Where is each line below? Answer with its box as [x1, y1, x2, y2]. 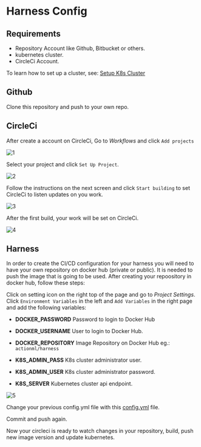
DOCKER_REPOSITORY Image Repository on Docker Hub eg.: [15, 339, 170, 347]
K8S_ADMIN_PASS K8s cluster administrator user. [15, 356, 142, 364]
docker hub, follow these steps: [6, 279, 85, 287]
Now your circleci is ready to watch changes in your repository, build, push [6, 428, 194, 435]
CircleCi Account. [15, 58, 60, 65]
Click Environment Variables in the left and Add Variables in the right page [6, 297, 192, 305]
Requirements [6, 29, 61, 39]
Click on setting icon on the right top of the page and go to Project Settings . [6, 291, 196, 298]
